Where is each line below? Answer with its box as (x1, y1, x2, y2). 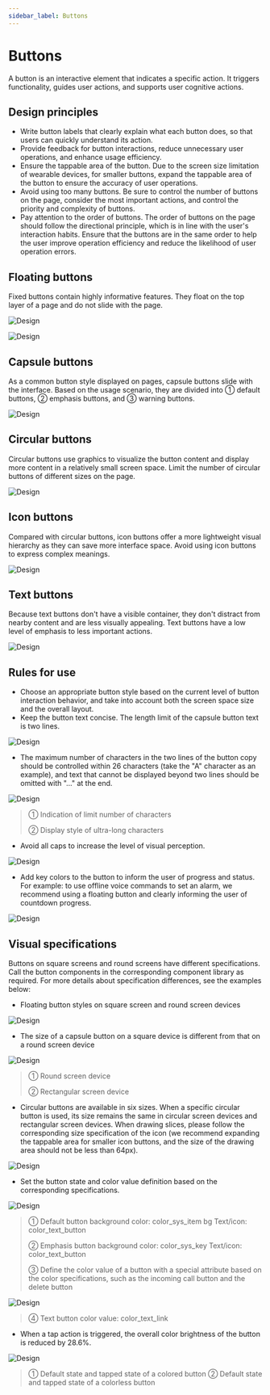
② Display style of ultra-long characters (27, 826, 164, 835)
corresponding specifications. (19, 1185, 120, 1195)
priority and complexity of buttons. (19, 204, 135, 214)
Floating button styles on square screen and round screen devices (19, 1000, 241, 1010)
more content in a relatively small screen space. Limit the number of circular (8, 462, 260, 473)
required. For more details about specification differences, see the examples (8, 976, 262, 985)
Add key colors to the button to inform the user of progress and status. (19, 872, 255, 882)
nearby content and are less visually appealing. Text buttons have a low (8, 618, 246, 628)
